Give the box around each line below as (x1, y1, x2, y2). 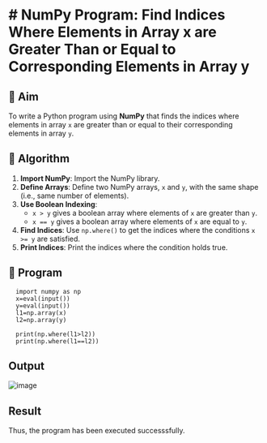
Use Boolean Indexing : (19, 199, 98, 209)
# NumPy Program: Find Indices (8, 6, 226, 24)
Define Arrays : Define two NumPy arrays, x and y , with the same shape (19, 182, 259, 191)
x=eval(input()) (15, 295, 70, 303)
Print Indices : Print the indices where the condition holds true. (19, 242, 228, 252)
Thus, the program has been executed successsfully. (8, 426, 185, 436)
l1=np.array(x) (15, 308, 67, 317)
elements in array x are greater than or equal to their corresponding (8, 120, 233, 129)
